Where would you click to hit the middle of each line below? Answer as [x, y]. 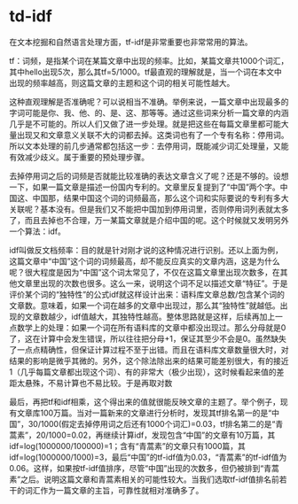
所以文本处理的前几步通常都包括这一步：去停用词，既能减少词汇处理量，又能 [149, 146]
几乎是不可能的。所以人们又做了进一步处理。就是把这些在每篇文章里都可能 [145, 124]
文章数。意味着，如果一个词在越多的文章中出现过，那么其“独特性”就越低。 [145, 305]
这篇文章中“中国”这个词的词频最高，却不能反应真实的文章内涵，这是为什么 [145, 261]
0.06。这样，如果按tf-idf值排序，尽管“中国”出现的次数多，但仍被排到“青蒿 [144, 468]
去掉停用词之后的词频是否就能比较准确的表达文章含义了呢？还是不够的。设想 [149, 175]
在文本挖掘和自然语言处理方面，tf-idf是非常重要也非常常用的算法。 [131, 42]
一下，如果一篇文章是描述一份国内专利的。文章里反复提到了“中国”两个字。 [145, 187]
